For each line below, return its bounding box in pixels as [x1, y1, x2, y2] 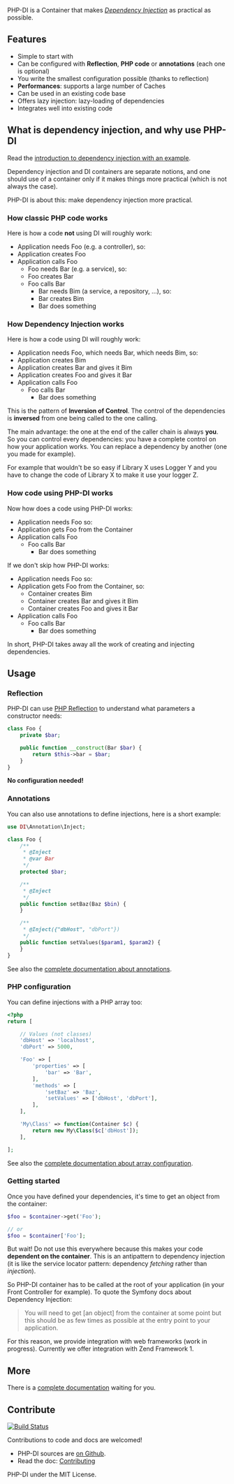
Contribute [7, 1404, 56, 1416]
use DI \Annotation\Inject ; [7, 823, 86, 830]
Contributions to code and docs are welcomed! [7, 1436, 143, 1444]
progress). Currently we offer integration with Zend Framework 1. [7, 1344, 194, 1353]
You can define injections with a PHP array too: [7, 998, 143, 1006]
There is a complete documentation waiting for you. [7, 1383, 156, 1392]
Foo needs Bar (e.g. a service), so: [27, 265, 127, 273]
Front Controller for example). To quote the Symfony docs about [7, 1288, 192, 1296]
